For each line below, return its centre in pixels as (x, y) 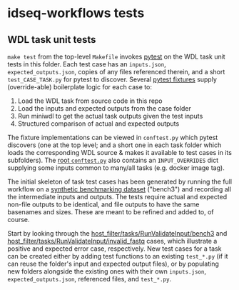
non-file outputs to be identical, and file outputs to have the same (103, 204)
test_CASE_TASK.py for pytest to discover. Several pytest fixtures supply (112, 79)
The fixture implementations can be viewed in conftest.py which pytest (113, 137)
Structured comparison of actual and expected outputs (98, 124)
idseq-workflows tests (76, 13)
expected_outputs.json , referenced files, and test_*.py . (90, 279)
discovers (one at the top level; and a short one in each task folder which (115, 145)
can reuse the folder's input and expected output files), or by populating (113, 264)
